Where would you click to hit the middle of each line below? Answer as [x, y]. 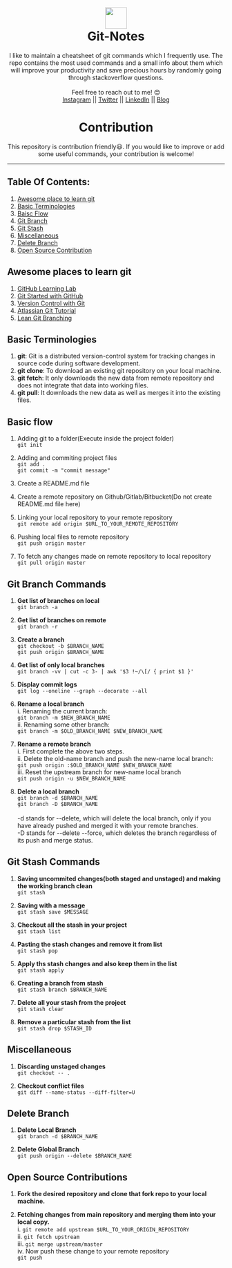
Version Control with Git [51, 303]
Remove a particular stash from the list [74, 1021]
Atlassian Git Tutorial [46, 310]
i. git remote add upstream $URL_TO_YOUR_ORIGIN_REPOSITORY [103, 1229]
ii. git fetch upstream [48, 1237]
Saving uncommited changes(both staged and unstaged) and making [119, 878]
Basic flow [30, 422]
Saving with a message [51, 905]
